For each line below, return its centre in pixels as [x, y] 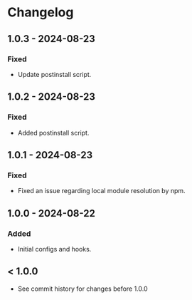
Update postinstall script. [54, 74]
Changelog [41, 12]
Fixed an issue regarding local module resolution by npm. [102, 191]
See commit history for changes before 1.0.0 [82, 289]
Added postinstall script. [53, 133]
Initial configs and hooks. [54, 249]
